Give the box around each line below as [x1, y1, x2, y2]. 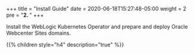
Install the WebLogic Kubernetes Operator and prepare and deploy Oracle [6, 23, 188, 30]
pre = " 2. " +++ [6, 11, 44, 19]
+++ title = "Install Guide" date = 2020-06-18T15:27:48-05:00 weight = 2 [6, 5, 187, 12]
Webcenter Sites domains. [6, 29, 71, 37]
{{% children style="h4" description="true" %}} [6, 41, 125, 48]
